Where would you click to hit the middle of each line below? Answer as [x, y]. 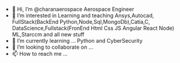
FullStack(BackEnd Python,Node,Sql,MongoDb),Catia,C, [81, 22]
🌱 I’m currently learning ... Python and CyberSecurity [77, 41]
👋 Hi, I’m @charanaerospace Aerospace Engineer [73, 9]
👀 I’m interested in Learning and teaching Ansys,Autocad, [83, 15]
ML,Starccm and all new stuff [48, 34]
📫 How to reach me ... [40, 54]
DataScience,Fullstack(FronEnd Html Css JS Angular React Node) [93, 28]
